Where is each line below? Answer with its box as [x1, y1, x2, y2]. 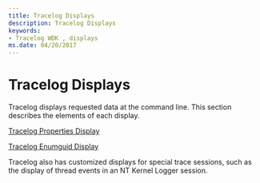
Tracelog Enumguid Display [8, 141, 99, 152]
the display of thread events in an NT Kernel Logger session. [8, 165, 208, 176]
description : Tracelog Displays [8, 19, 116, 27]
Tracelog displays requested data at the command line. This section [8, 102, 232, 112]
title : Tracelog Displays [8, 11, 94, 20]
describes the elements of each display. [8, 111, 140, 121]
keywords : [8, 26, 42, 34]
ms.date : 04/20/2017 [8, 42, 78, 50]
